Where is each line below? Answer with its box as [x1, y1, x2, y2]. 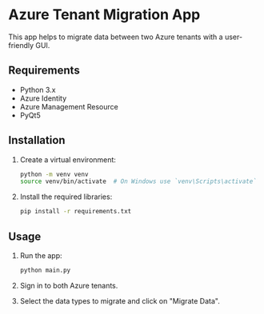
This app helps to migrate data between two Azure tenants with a [8, 32, 223, 42]
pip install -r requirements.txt [19, 208, 132, 216]
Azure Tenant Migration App [8, 6, 201, 24]
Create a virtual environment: [19, 154, 116, 165]
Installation [8, 133, 66, 147]
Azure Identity [19, 93, 67, 103]
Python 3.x [19, 85, 56, 94]
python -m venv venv [19, 170, 89, 178]
